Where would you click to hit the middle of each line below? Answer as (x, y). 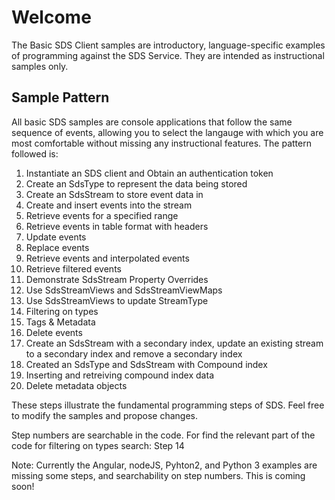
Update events (56, 237)
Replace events (57, 247)
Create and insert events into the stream (109, 205)
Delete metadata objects (76, 385)
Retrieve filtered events (73, 268)
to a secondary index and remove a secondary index (134, 353)
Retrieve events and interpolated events (107, 258)
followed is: (35, 153)
